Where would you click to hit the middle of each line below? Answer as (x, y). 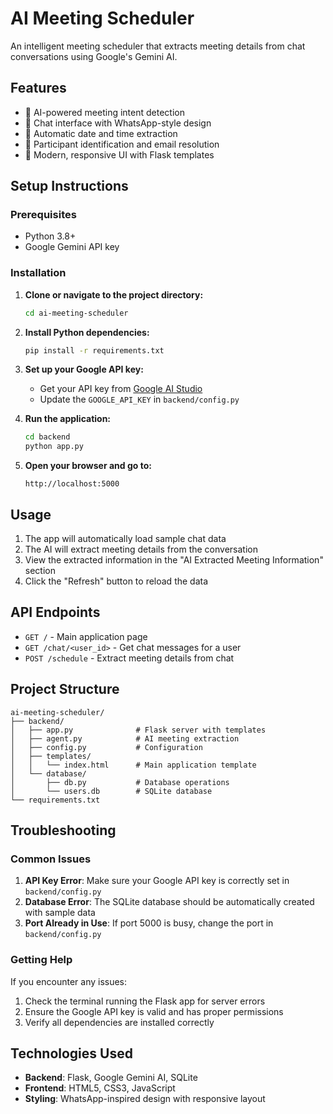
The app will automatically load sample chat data (125, 539)
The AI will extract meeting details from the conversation (141, 549)
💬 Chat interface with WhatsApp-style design (118, 123)
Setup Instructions (69, 186)
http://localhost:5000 (72, 484)
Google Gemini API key (72, 247)
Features (38, 88)
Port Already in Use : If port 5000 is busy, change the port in (149, 923)
